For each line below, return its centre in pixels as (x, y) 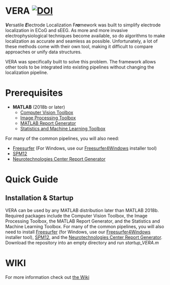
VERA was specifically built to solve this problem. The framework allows (81, 61)
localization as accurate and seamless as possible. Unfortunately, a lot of (82, 41)
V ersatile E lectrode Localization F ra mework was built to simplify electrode (83, 25)
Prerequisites (34, 93)
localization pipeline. (27, 72)
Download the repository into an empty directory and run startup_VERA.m (82, 242)
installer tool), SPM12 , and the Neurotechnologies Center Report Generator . (84, 237)
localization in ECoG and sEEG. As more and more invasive (66, 30)
